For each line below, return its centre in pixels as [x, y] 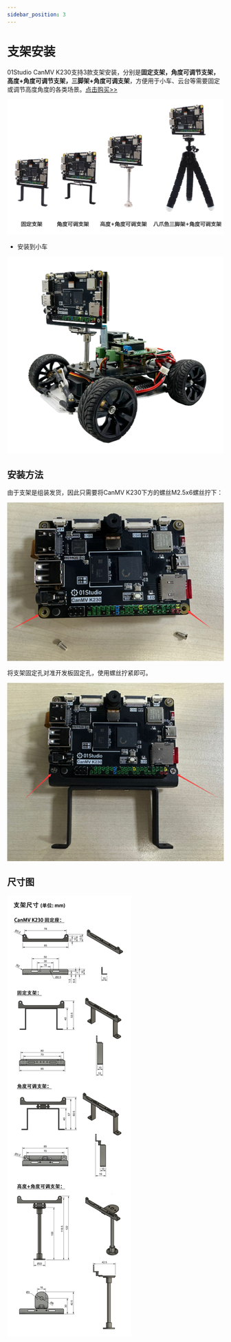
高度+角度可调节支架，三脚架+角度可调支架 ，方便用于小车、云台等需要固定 [114, 81]
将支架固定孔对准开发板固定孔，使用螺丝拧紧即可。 [79, 673]
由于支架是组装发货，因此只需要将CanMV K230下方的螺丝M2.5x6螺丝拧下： [115, 493]
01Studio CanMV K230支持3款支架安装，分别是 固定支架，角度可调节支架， [113, 72]
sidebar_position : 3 [37, 14]
